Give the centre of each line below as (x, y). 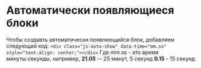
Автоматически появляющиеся (90, 10)
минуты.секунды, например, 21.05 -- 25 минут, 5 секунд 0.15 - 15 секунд (101, 58)
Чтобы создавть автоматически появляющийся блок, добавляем (91, 39)
